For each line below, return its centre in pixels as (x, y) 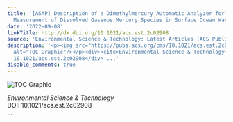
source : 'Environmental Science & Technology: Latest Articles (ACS (108, 39)
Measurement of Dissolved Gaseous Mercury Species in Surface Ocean (114, 20)
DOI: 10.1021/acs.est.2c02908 (50, 105)
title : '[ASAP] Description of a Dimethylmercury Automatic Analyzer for (116, 13)
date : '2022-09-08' (35, 26)
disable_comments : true (42, 65)
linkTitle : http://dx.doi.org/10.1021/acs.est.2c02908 (88, 33)
